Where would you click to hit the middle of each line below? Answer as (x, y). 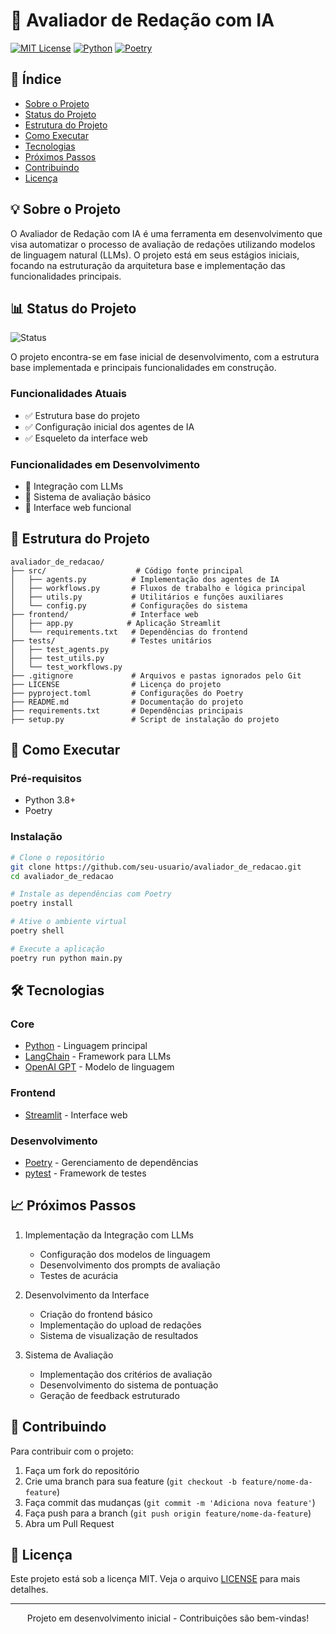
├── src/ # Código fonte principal (127, 570)
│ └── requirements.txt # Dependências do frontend (129, 632)
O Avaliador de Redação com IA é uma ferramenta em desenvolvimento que (166, 233)
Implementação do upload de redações (120, 1325)
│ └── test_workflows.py (66, 667)
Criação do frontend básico (96, 1314)
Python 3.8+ (50, 800)
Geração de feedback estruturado (109, 1395)
